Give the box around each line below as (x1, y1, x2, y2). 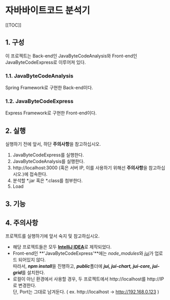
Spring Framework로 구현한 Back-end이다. (5, 85, 93, 91)
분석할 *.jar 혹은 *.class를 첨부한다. (12, 177, 83, 184)
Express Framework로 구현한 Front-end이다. (5, 110, 97, 116)
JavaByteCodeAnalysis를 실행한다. (12, 158, 85, 165)
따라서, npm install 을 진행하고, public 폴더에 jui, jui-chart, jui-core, (12, 263, 152, 269)
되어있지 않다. (18, 257, 46, 263)
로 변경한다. (12, 283, 37, 289)
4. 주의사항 (5, 218, 38, 227)
